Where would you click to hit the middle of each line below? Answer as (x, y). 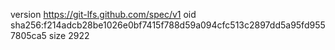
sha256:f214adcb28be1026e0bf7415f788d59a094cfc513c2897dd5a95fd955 (168, 25)
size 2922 (69, 35)
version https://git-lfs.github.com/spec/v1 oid (103, 14)
